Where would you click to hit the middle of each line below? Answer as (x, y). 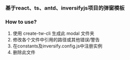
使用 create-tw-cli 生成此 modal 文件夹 (53, 33)
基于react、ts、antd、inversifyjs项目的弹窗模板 (65, 8)
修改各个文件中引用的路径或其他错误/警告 (56, 40)
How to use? (21, 22)
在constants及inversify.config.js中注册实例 (57, 46)
